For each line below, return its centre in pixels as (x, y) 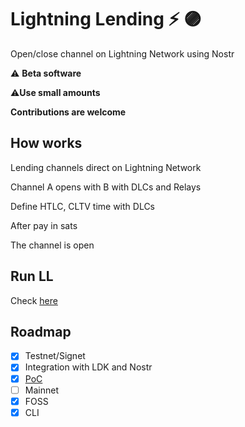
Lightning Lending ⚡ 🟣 (106, 19)
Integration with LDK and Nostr (88, 367)
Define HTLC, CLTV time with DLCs (83, 206)
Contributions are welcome (68, 112)
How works (46, 143)
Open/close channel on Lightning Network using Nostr (122, 53)
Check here (34, 300)
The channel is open (52, 245)
